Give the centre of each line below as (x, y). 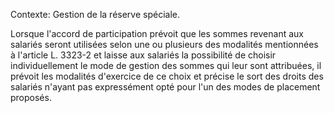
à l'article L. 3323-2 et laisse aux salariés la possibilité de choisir (143, 55)
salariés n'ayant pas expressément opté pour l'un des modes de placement (165, 87)
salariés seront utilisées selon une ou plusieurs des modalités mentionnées (164, 44)
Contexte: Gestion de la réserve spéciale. (95, 14)
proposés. (31, 97)
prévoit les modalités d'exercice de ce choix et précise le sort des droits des (167, 76)
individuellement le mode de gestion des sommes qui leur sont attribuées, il (166, 65)
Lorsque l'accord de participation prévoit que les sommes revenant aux (157, 33)
